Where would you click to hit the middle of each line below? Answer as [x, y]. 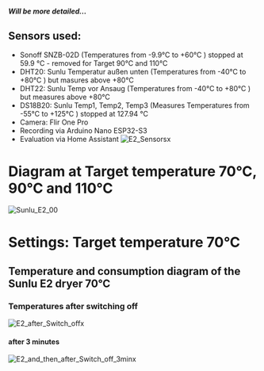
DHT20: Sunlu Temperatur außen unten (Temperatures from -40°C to [133, 72]
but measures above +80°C [65, 97]
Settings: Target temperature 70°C [124, 242]
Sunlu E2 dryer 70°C [59, 283]
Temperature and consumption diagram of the [124, 271]
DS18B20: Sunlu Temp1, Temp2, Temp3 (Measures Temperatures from [134, 105]
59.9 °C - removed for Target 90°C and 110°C [94, 63]
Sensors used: [45, 36]
